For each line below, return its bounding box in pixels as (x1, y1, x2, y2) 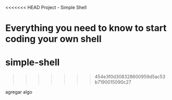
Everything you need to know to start (5, 23, 167, 34)
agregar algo (5, 89, 32, 95)
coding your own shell (5, 33, 102, 45)
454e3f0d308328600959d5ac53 (94, 74, 166, 80)
